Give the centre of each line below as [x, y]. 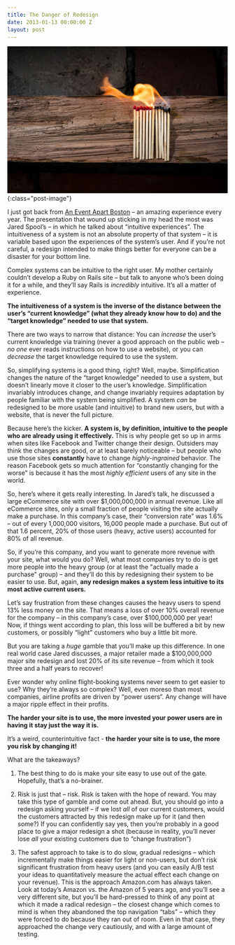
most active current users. [47, 589]
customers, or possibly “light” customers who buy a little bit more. [102, 632]
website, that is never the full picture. [60, 415]
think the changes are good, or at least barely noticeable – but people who [114, 450]
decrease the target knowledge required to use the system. [93, 357]
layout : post [26, 29]
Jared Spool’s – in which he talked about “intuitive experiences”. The [106, 227]
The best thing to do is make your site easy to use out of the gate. [112, 774]
